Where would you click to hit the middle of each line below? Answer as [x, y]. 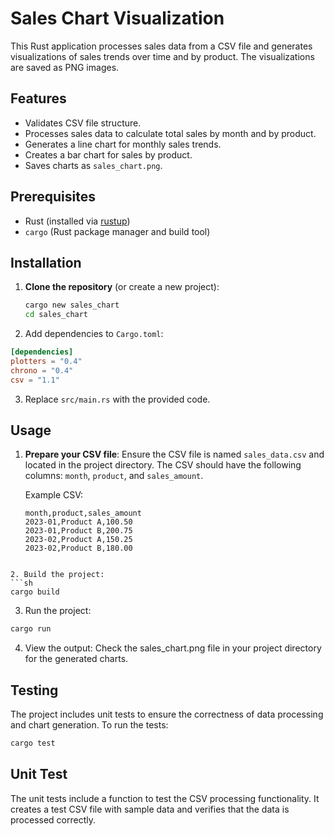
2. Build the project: [57, 575]
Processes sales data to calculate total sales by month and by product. [170, 133]
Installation [46, 262]
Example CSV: [54, 495]
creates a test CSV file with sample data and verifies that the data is [150, 809]
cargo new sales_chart [72, 305]
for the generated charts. [76, 659]
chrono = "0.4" [42, 370]
